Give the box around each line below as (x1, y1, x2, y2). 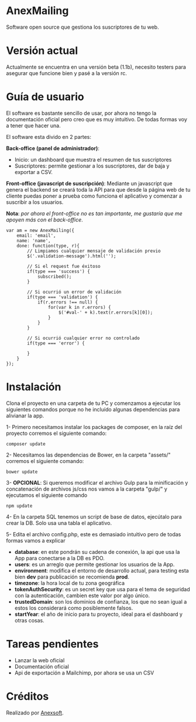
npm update (6, 503, 33, 509)
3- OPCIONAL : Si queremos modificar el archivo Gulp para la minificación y (6, 479, 188, 486)
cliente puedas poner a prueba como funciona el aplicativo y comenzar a (6, 192, 183, 199)
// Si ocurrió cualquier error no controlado (27, 335, 140, 341)
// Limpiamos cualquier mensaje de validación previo (27, 248, 161, 254)
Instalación (6, 380, 61, 393)
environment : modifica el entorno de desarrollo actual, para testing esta (14, 567, 189, 574)
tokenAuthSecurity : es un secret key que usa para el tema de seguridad (14, 585, 190, 592)
